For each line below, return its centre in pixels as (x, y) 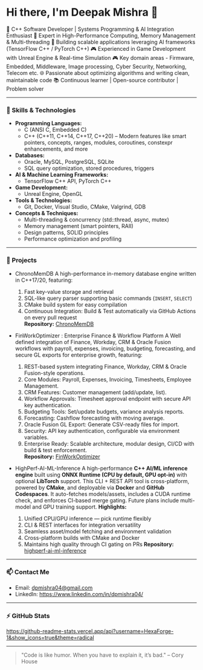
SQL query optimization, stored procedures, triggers (89, 168)
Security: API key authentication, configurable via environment (102, 431)
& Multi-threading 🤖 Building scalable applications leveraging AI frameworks (101, 42)
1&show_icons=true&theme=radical (50, 638)
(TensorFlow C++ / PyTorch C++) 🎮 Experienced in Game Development (96, 48)
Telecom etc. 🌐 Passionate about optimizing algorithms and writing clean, (98, 73)
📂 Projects (22, 261)
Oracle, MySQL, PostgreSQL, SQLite (69, 162)
